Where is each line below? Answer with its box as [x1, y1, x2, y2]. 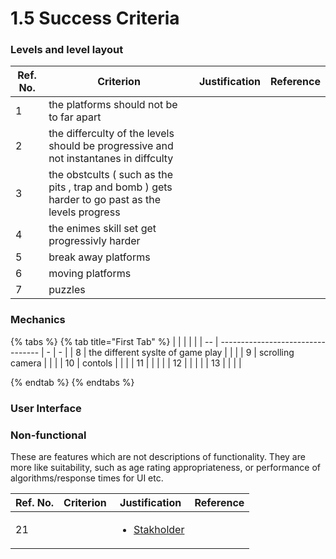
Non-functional [10, 428, 87, 442]
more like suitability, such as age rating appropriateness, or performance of [10, 462, 321, 473]
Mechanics [10, 313, 66, 327]
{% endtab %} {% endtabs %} [10, 376, 135, 388]
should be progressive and [48, 139, 174, 153]
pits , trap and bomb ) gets [48, 180, 173, 194]
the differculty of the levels [48, 127, 175, 141]
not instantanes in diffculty [48, 152, 174, 166]
